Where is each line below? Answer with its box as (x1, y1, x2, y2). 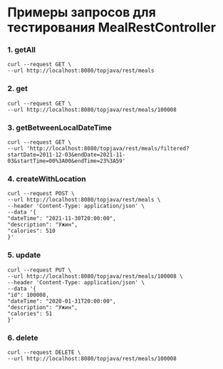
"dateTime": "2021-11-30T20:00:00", (7, 215, 116, 222)
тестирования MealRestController (7, 19, 216, 36)
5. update (7, 250, 41, 260)
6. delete (7, 333, 38, 343)
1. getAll (7, 45, 36, 55)
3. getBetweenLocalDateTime (7, 123, 113, 132)
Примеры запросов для (7, 4, 157, 21)
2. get (7, 83, 28, 93)
